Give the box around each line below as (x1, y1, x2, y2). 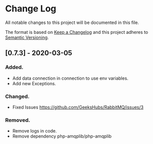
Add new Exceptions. (12, 80, 56, 86)
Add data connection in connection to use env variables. (12, 75, 129, 81)
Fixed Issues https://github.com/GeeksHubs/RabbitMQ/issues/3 (12, 104, 144, 110)
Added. (5, 64, 23, 71)
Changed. (5, 93, 30, 100)
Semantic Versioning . (5, 34, 49, 40)
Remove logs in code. (12, 128, 57, 134)
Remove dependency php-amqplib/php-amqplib (12, 133, 112, 140)
